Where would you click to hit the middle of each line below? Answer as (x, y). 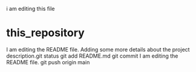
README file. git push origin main (48, 62)
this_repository (45, 33)
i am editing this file (31, 9)
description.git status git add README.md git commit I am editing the (92, 56)
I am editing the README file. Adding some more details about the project (98, 49)
